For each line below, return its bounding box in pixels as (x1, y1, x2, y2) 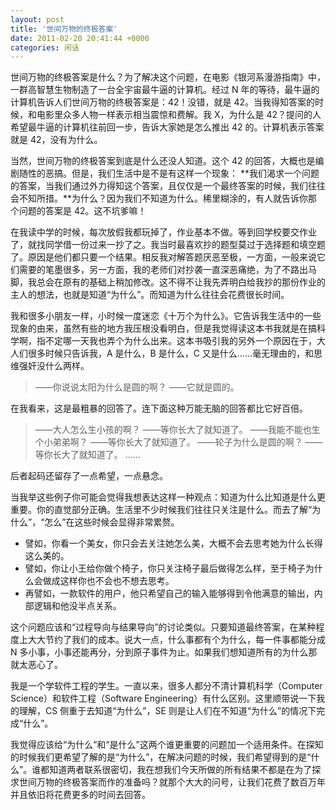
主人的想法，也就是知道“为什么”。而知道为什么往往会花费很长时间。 (10, 289, 290, 301)
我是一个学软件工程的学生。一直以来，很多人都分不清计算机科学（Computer (10, 680, 323, 692)
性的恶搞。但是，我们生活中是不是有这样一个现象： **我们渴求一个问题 (27, 167, 320, 180)
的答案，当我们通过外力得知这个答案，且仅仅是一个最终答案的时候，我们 (10, 180, 308, 192)
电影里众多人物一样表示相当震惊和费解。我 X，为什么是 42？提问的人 (36, 109, 322, 121)
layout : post (10, 14, 65, 25)
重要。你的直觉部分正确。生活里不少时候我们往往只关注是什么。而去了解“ (10, 504, 313, 516)
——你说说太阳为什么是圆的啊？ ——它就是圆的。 (34, 381, 240, 393)
